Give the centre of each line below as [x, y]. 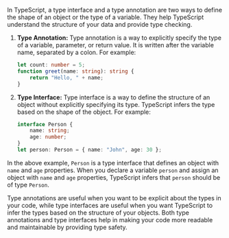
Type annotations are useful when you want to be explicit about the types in [114, 198]
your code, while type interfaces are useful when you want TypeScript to [110, 205]
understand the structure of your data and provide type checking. [100, 24]
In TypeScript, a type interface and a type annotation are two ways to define [115, 10]
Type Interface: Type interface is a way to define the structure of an [113, 97]
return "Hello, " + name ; [67, 78]
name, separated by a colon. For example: [76, 52]
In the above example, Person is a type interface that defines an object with [113, 163]
